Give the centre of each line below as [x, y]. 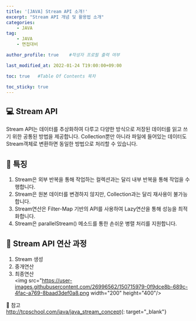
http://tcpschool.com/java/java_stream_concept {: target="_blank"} [87, 312]
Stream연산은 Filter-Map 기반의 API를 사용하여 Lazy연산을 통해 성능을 [96, 209]
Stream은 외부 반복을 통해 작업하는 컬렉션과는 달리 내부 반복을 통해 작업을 [99, 179]
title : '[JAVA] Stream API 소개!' [47, 11]
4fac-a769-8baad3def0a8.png [52, 293]
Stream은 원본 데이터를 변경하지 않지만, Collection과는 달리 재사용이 [93, 194]
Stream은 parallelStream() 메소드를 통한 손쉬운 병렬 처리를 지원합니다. [96, 223]
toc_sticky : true [27, 87]
